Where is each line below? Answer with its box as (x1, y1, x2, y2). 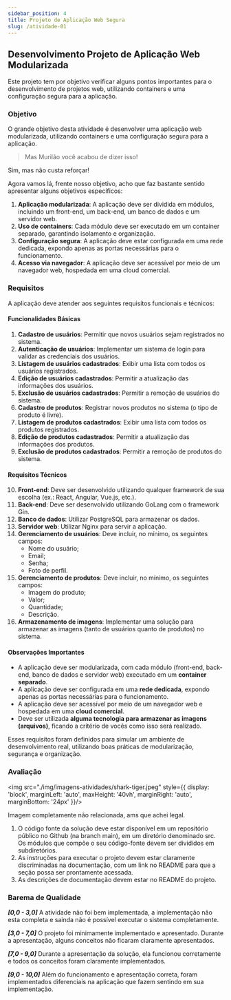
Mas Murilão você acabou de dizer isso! (24, 153, 138, 161)
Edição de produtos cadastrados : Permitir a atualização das (17, 432, 190, 441)
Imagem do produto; (27, 589, 87, 597)
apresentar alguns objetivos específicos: (8, 187, 123, 195)
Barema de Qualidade (8, 892, 81, 902)
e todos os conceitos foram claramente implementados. (8, 957, 166, 965)
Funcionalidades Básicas (8, 315, 81, 323)
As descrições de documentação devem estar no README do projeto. (17, 875, 217, 884)
